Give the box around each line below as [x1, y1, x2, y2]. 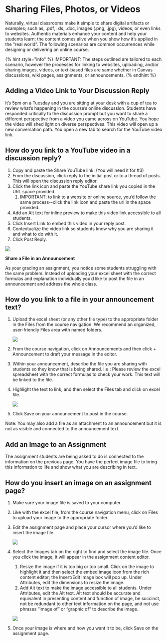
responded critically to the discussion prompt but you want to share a [5, 110, 148, 116]
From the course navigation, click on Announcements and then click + [12, 346, 157, 352]
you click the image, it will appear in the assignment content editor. [12, 554, 150, 560]
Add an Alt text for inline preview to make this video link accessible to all [12, 210, 161, 216]
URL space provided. [12, 188, 56, 194]
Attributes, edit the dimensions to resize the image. [19, 580, 125, 585]
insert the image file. [12, 530, 55, 535]
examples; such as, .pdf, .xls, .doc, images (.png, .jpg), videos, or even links [5, 25, 161, 31]
